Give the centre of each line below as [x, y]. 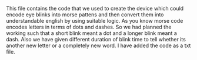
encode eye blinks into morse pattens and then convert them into [85, 15]
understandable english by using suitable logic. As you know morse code [95, 21]
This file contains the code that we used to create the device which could [95, 8]
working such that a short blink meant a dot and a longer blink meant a [92, 33]
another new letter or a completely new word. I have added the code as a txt [98, 45]
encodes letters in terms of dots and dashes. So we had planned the [89, 27]
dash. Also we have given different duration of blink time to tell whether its [96, 39]
